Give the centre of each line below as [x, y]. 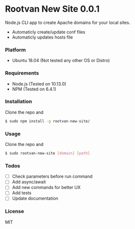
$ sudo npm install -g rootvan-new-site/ [48, 121]
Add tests [22, 193]
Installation [19, 102]
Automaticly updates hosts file [42, 37]
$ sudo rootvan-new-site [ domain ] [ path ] [48, 153]
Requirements [22, 73]
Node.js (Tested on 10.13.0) [39, 83]
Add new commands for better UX [46, 187]
